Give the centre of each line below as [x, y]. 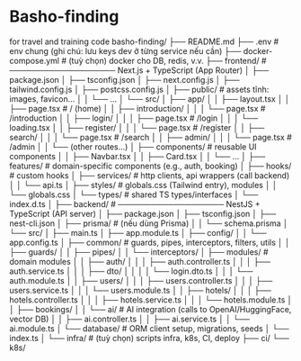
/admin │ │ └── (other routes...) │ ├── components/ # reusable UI [133, 147]
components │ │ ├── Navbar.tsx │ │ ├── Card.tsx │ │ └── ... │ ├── [137, 156]
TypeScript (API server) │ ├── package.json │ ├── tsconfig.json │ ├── [143, 213]
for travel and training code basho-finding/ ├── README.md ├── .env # [144, 41]
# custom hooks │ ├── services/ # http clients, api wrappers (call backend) [150, 175]
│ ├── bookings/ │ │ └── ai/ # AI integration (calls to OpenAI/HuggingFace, [150, 309]
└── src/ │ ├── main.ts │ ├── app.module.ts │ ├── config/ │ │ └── [138, 232]
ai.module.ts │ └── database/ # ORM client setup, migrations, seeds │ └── [149, 328]
